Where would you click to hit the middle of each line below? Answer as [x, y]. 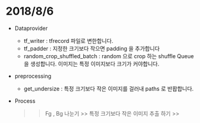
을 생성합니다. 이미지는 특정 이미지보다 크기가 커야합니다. [91, 64]
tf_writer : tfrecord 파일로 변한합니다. [69, 40]
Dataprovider [31, 28]
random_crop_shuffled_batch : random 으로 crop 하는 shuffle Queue [109, 56]
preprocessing [33, 76]
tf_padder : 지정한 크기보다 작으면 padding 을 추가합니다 [92, 48]
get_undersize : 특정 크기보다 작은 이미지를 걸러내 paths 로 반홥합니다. [109, 88]
